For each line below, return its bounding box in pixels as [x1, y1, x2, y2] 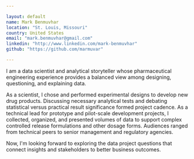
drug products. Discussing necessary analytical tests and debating [6, 97, 168, 104]
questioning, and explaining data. [6, 79, 87, 87]
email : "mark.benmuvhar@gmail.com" [6, 36, 93, 42]
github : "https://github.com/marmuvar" [6, 46, 104, 53]
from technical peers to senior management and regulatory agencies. [6, 128, 173, 135]
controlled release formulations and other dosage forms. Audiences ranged [6, 122, 188, 129]
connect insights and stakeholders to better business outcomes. [6, 146, 161, 153]
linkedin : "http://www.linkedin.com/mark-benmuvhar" [6, 41, 138, 47]
